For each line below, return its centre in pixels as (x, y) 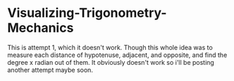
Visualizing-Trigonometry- (87, 13)
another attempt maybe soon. (50, 70)
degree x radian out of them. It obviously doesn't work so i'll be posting (111, 62)
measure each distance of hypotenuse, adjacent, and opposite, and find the (117, 55)
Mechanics (41, 28)
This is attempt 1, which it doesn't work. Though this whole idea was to (110, 47)
